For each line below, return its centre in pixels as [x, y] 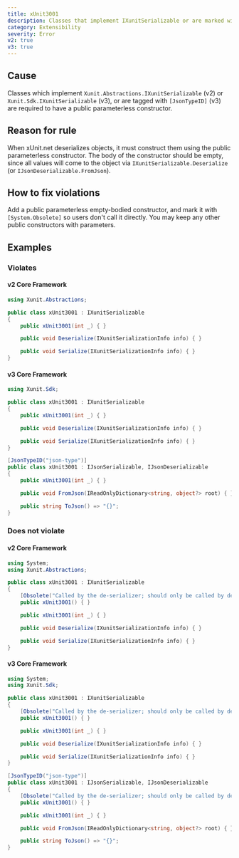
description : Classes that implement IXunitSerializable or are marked [116, 21]
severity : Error [31, 34]
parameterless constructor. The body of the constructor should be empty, [116, 155]
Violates [22, 268]
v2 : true [20, 41]
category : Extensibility [44, 27]
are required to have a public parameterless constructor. [90, 108]
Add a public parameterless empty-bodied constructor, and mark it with [112, 210]
